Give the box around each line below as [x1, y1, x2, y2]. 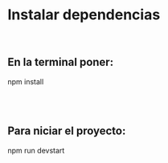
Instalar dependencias [7, 6, 161, 24]
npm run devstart [7, 145, 65, 155]
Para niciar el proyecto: [7, 124, 126, 138]
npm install [7, 76, 44, 86]
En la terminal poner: [7, 55, 114, 69]
